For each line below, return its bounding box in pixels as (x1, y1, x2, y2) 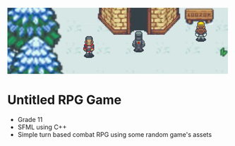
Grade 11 (17, 115, 43, 123)
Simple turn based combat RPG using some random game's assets (17, 130, 212, 138)
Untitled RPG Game (7, 92, 122, 108)
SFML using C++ (17, 123, 67, 131)
